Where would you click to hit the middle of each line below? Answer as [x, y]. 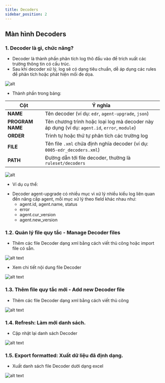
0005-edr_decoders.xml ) [72, 150]
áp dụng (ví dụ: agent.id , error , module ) [91, 128]
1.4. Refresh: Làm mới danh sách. [45, 323]
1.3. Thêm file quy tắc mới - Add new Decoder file [65, 290]
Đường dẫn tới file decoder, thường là [88, 158]
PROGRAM [20, 122]
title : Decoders [22, 10]
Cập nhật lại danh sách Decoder [45, 333]
